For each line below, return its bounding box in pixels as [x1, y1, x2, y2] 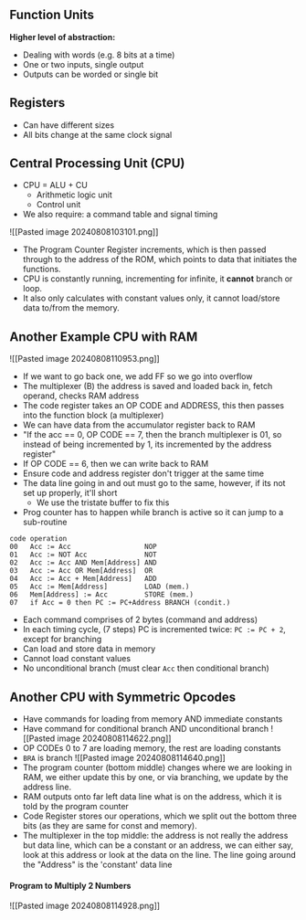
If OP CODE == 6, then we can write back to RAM [22, 459, 209, 470]
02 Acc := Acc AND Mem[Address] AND [9, 558, 157, 567]
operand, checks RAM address [22, 390, 140, 401]
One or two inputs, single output [22, 58, 144, 69]
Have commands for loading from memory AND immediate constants [22, 714, 283, 724]
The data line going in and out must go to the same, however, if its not [22, 478, 286, 489]
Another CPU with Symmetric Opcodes [9, 689, 237, 704]
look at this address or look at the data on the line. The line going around [22, 850, 296, 861]
